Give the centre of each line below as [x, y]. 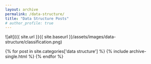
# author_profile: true [29, 23]
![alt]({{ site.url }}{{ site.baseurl [37, 37]
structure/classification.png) [34, 42]
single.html [16, 57]
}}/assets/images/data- [92, 37]
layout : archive [22, 9]
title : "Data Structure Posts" [37, 18]
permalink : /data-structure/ [35, 14]
